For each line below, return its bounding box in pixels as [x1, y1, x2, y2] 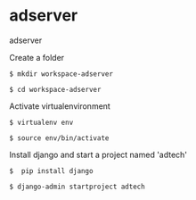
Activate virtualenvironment [9, 100, 111, 112]
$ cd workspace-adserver [9, 85, 102, 94]
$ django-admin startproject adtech [9, 182, 145, 191]
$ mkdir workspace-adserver [9, 69, 114, 79]
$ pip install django [9, 166, 94, 175]
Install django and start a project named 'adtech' [9, 149, 188, 160]
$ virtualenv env [9, 118, 74, 127]
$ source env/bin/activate [9, 133, 110, 143]
